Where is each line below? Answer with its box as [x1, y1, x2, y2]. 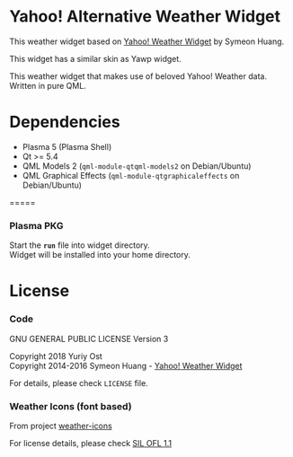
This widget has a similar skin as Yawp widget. [9, 53, 182, 64]
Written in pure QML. [9, 80, 87, 91]
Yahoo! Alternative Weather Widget [9, 6, 281, 27]
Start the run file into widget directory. [9, 240, 150, 250]
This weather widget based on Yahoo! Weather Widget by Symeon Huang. [9, 36, 285, 47]
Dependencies [9, 112, 120, 132]
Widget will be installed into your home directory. [9, 250, 191, 260]
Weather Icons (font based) [9, 400, 132, 412]
